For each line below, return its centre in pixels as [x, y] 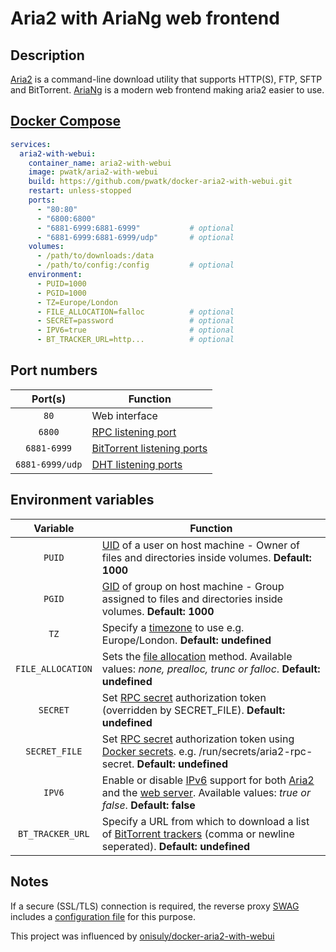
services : [31, 144]
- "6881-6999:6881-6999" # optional [135, 228]
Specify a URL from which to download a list [205, 821]
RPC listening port [134, 432]
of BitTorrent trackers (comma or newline [198, 834]
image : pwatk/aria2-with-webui [93, 172]
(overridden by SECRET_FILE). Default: [193, 710]
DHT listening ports [137, 464]
